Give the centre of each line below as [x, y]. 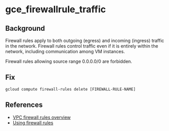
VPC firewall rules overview [42, 117]
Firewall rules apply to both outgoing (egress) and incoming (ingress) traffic [85, 40]
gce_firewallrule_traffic [56, 9]
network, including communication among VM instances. [65, 51]
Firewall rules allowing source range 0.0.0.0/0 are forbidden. [69, 61]
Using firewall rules [33, 123]
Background [25, 28]
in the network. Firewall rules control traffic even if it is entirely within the [82, 46]
